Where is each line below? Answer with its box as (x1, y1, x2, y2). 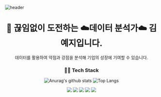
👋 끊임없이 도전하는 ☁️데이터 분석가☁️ (6, 23, 147, 34)
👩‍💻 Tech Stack (64, 67, 99, 73)
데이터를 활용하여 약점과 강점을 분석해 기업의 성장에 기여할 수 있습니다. (15, 54, 148, 60)
